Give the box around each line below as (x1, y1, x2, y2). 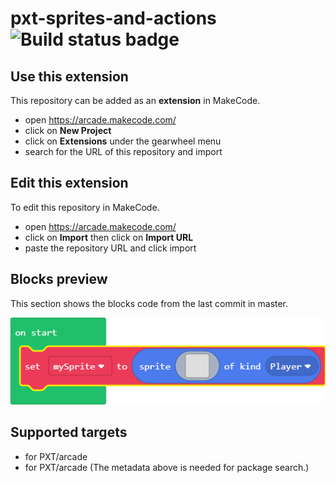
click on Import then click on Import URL (24, 231, 194, 243)
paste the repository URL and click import (24, 242, 197, 254)
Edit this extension (10, 175, 129, 192)
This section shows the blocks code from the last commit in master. (10, 297, 289, 309)
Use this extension (10, 68, 129, 85)
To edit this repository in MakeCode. (10, 201, 160, 213)
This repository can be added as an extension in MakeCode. (10, 95, 261, 106)
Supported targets (10, 424, 128, 441)
